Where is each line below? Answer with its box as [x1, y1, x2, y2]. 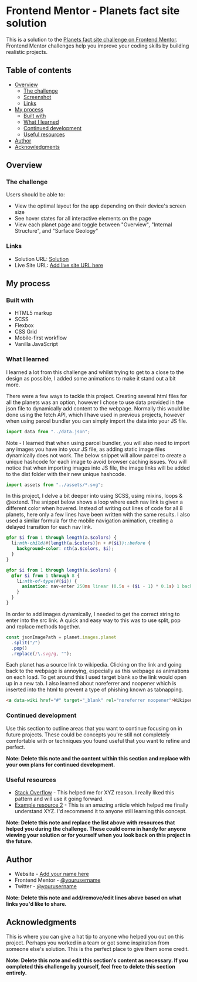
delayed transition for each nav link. [6, 524, 93, 531]
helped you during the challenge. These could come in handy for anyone [6, 825, 186, 832]
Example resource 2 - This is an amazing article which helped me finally [14, 801, 189, 808]
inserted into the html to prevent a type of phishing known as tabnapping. [6, 686, 184, 693]
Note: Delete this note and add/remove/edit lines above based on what [6, 894, 182, 901]
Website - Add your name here [14, 870, 89, 877]
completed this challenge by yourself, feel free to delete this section [6, 963, 176, 970]
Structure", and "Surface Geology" [14, 227, 98, 235]
